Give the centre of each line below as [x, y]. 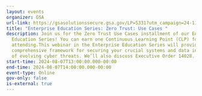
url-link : [19, 23]
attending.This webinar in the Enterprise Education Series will [95, 45]
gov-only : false [26, 78]
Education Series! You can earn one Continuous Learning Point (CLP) [100, 39]
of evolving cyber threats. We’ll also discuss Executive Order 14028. [103, 56]
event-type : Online [31, 73]
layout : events [25, 12]
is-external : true [29, 84]
